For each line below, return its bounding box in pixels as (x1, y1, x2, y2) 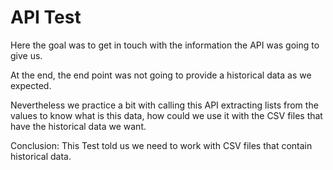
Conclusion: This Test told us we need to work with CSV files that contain (10, 139, 313, 151)
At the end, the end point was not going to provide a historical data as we (10, 69, 312, 81)
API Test (10, 6, 82, 29)
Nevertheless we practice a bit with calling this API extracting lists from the (10, 99, 319, 111)
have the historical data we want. (10, 120, 147, 132)
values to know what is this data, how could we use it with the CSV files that (10, 109, 323, 121)
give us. (10, 49, 43, 61)
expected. (10, 79, 52, 91)
